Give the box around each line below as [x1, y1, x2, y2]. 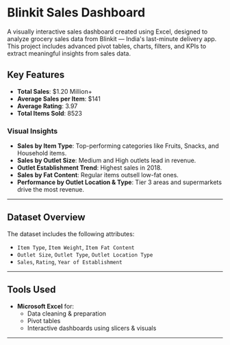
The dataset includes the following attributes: [7, 229, 135, 238]
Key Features [7, 69, 65, 81]
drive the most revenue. [16, 186, 84, 194]
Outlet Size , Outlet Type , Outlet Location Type [16, 250, 153, 258]
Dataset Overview [7, 212, 86, 223]
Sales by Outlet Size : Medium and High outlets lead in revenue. [16, 156, 196, 165]
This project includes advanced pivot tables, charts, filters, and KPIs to [7, 42, 207, 50]
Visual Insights [7, 126, 58, 136]
